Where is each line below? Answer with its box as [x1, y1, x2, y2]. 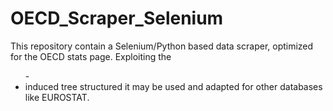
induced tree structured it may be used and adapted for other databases [24, 80, 323, 92]
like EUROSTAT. [24, 91, 90, 103]
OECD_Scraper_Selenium [10, 7, 224, 30]
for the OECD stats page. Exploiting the [10, 50, 172, 62]
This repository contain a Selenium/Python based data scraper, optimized [10, 40, 314, 52]
